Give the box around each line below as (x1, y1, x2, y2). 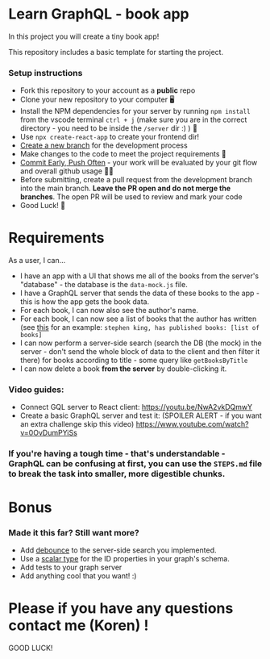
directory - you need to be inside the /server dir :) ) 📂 (19, 123, 197, 133)
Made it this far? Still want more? (8, 527, 139, 538)
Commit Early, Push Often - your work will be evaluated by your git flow (19, 158, 258, 168)
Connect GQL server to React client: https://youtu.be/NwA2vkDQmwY (19, 402, 253, 412)
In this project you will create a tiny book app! (8, 31, 160, 41)
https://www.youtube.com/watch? (135, 419, 249, 429)
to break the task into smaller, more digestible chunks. (8, 469, 226, 480)
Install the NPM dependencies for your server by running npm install (19, 106, 251, 116)
